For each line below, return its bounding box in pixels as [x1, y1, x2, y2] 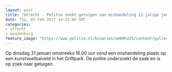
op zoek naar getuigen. [5, 61, 54, 67]
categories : [5, 21, 31, 27]
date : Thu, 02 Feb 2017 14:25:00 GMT [5, 17, 86, 22]
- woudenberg [5, 31, 33, 36]
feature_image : [5, 36, 38, 41]
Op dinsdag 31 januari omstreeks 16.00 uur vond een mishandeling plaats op [5, 50, 166, 56]
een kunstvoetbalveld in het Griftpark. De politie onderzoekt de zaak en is [5, 55, 161, 61]
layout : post [5, 7, 33, 13]
